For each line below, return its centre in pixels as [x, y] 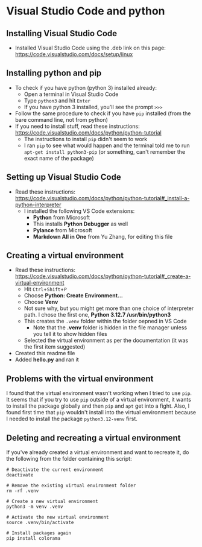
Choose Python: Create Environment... [74, 296]
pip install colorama [33, 539]
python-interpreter [38, 204]
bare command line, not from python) [62, 119]
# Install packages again [39, 533]
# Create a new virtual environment [52, 502]
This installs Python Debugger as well [80, 224]
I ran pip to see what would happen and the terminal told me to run [107, 145]
